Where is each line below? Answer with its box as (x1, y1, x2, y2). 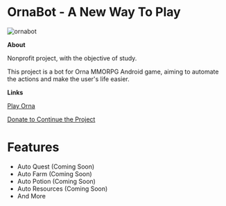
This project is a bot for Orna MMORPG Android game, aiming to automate (7, 67, 219, 76)
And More (17, 191, 46, 200)
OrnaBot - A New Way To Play (7, 4, 182, 20)
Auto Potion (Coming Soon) (17, 177, 96, 185)
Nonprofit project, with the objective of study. (7, 53, 137, 62)
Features (7, 139, 60, 155)
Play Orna (7, 101, 36, 110)
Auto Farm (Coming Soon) (17, 169, 92, 178)
